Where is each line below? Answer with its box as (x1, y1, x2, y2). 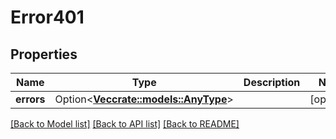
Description (243, 76, 301, 89)
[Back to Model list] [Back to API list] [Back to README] (10, 118, 240, 130)
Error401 (10, 6, 85, 29)
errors (15, 92, 46, 106)
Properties (10, 46, 78, 63)
